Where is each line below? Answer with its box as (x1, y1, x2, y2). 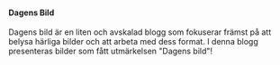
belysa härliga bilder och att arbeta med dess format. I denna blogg (8, 37, 258, 47)
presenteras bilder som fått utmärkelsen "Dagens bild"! (8, 45, 213, 57)
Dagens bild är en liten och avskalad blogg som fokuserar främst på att (8, 27, 272, 37)
